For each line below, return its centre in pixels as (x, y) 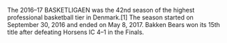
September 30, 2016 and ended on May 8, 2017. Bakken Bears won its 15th (114, 25)
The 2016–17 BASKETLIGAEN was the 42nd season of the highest (101, 10)
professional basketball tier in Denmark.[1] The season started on (101, 17)
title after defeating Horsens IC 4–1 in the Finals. (76, 32)
